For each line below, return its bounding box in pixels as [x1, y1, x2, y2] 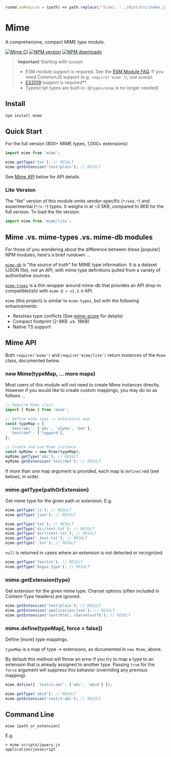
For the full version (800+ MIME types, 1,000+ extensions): [5, 141, 129, 147]
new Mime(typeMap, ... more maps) [5, 370, 96, 377]
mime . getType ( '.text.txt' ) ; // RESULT [5, 536, 88, 541]
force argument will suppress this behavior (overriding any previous [5, 667, 148, 673]
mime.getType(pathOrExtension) [5, 486, 89, 493]
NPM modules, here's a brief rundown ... [5, 251, 91, 257]
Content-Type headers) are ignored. [5, 593, 81, 599]
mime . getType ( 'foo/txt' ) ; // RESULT [5, 560, 83, 565]
